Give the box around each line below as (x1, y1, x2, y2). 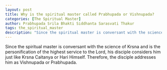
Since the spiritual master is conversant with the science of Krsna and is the (5, 44, 161, 49)
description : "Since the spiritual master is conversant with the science (5, 30, 164, 35)
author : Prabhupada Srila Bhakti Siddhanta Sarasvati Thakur (5, 21, 135, 26)
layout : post (5, 7, 32, 12)
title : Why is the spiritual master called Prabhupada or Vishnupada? (5, 12, 155, 17)
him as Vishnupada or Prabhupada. (5, 60, 78, 65)
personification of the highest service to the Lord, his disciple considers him (5, 49, 161, 55)
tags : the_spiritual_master (5, 26, 64, 31)
